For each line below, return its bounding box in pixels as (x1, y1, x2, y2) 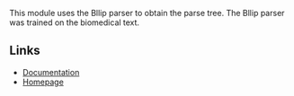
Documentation (22, 66, 80, 77)
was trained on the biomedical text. (9, 17, 140, 28)
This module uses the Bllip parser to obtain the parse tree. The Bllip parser (9, 8, 285, 18)
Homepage (22, 76, 65, 87)
